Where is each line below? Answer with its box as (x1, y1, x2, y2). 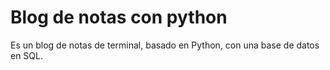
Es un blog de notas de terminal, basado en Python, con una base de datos (10, 39, 320, 51)
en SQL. (10, 49, 44, 61)
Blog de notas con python (10, 6, 228, 29)
